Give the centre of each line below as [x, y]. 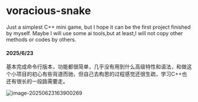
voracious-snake [49, 11]
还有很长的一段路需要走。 [37, 81]
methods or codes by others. [41, 39]
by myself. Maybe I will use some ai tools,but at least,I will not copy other [95, 33]
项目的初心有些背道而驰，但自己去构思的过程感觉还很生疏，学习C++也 [102, 74]
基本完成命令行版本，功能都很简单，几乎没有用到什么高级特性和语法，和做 [96, 67]
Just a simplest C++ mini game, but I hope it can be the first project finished [98, 27]
